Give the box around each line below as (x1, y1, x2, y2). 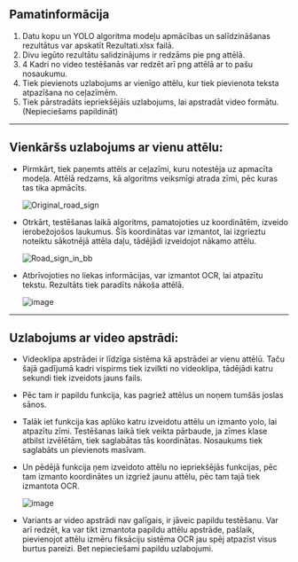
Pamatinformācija (9, 7, 110, 22)
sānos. (21, 399, 47, 410)
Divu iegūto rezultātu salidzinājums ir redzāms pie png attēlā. (21, 49, 246, 60)
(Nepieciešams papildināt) (21, 105, 118, 116)
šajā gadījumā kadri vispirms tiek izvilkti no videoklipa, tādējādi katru (21, 363, 273, 374)
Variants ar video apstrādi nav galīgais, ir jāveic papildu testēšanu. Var (21, 515, 279, 526)
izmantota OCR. (21, 480, 80, 491)
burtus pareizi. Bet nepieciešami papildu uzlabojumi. (21, 543, 214, 554)
